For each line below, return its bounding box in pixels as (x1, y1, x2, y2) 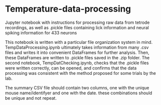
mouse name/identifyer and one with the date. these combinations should (5, 90, 153, 96)
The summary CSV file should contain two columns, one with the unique (5, 85, 149, 90)
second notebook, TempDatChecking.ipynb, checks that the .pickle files (5, 60, 149, 66)
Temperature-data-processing (5, 3, 131, 15)
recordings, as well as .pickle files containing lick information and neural (5, 24, 149, 30)
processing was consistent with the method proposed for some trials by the (5, 70, 156, 76)
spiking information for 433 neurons (5, 30, 77, 35)
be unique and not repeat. (5, 95, 57, 101)
